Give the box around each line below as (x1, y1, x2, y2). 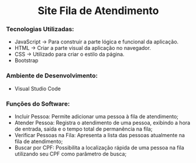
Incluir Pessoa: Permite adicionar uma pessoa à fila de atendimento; (14, 113, 178, 120)
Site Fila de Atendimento (37, 4, 159, 18)
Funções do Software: (6, 100, 70, 108)
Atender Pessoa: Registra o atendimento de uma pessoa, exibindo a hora (14, 119, 191, 127)
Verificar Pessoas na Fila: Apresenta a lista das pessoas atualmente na (14, 132, 185, 139)
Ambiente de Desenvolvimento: (6, 72, 98, 80)
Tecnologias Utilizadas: (6, 25, 74, 33)
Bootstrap (14, 57, 39, 64)
